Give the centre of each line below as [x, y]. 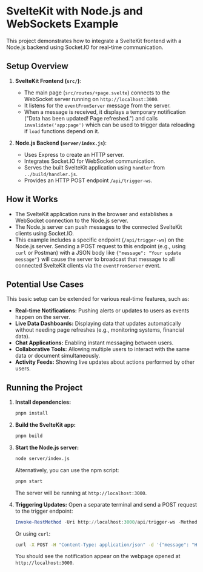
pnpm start [29, 481]
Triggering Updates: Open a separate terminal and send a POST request [106, 504]
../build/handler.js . [51, 174]
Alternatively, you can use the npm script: [67, 470]
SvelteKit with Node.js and [75, 11]
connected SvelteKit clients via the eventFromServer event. [88, 265]
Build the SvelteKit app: [45, 425]
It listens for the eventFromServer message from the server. [97, 105]
